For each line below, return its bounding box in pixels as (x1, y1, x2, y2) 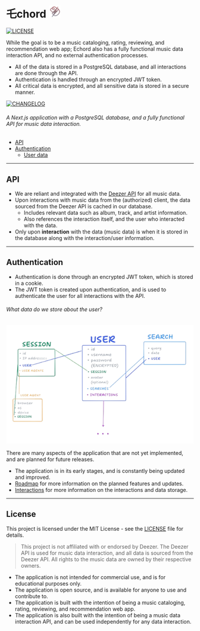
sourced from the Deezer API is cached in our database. (14, 202, 153, 210)
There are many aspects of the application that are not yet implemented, (6, 450, 183, 457)
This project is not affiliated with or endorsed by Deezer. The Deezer (20, 543, 189, 550)
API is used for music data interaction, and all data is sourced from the (20, 549, 193, 556)
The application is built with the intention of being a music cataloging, (14, 599, 186, 606)
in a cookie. (14, 279, 43, 287)
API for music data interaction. (6, 120, 82, 127)
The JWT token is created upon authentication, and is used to (14, 286, 167, 293)
